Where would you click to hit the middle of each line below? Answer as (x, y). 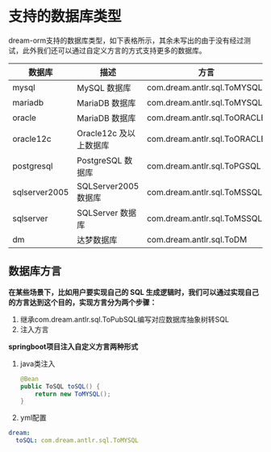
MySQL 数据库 (104, 88)
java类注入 (38, 363)
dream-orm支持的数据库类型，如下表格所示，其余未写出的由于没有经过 (126, 40)
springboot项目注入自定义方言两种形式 (73, 346)
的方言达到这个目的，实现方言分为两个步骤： (83, 302)
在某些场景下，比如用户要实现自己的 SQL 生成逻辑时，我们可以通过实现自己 (134, 292)
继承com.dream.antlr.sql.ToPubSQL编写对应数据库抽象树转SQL (125, 319)
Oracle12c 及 (102, 133)
